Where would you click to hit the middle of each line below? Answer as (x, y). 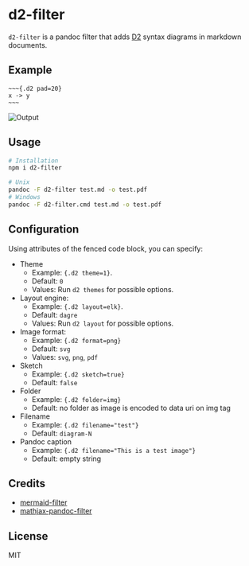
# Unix (19, 182)
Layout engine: (44, 298)
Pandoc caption (45, 441)
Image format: (43, 331)
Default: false (54, 382)
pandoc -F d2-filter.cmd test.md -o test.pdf (85, 205)
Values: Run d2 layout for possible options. (103, 323)
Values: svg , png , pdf (65, 357)
